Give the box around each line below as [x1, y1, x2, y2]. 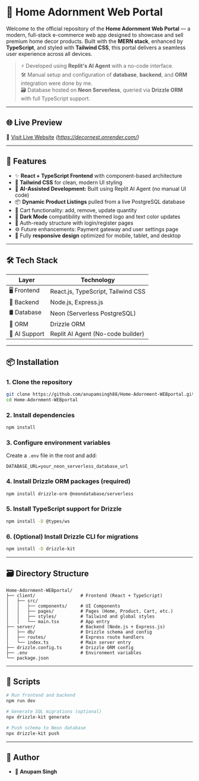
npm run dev [6, 698, 36, 704]
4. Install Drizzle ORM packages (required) [6, 477, 131, 486]
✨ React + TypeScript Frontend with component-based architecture [14, 172, 182, 179]
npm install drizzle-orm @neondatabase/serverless [6, 490, 134, 497]
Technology [81, 276, 115, 284]
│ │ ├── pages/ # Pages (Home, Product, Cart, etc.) [6, 608, 174, 614]
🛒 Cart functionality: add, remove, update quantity [14, 206, 137, 213]
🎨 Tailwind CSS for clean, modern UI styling [14, 178, 123, 186]
